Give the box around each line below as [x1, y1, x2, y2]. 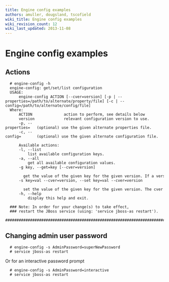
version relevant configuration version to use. [18, 116, 150, 121]
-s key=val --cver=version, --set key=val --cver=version [18, 178, 143, 183]
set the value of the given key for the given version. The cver [23, 187, 163, 192]
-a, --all [18, 156, 39, 161]
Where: [10, 108, 24, 113]
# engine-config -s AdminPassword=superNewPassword [10, 245, 121, 250]
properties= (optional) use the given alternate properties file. [5, 125, 152, 130]
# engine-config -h [10, 81, 51, 86]
